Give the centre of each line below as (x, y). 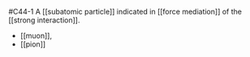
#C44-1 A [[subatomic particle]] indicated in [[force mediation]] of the (125, 12)
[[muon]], (36, 36)
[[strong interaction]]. (44, 20)
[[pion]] (33, 44)
